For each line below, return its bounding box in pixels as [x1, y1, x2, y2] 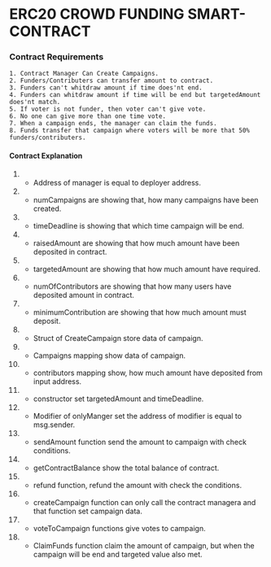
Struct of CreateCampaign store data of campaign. [33, 333, 203, 342]
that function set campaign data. [33, 506, 143, 516]
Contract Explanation [9, 151, 83, 161]
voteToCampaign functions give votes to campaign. [33, 523, 206, 533]
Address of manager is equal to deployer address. [33, 177, 202, 187]
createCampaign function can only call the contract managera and [33, 497, 256, 507]
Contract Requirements [9, 51, 104, 63]
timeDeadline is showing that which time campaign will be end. [33, 220, 245, 230]
